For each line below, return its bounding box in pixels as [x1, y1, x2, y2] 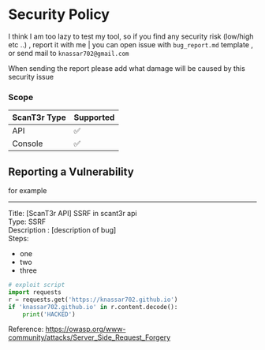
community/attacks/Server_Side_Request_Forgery [8, 333, 171, 342]
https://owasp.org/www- [45, 325, 126, 334]
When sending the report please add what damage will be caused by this [8, 63, 246, 73]
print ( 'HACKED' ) [22, 310, 77, 318]
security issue [8, 72, 54, 81]
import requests [8, 288, 62, 296]
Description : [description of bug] [8, 225, 117, 235]
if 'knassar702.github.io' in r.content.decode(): [8, 303, 178, 311]
